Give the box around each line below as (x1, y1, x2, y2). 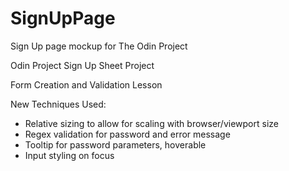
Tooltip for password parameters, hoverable (24, 138, 207, 151)
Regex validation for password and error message (24, 128, 231, 140)
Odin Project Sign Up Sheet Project (10, 59, 155, 71)
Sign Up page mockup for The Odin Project (10, 40, 188, 52)
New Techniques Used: (10, 98, 107, 110)
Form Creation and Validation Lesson (10, 78, 163, 91)
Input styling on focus (24, 149, 115, 161)
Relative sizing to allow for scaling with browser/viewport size (24, 117, 279, 129)
